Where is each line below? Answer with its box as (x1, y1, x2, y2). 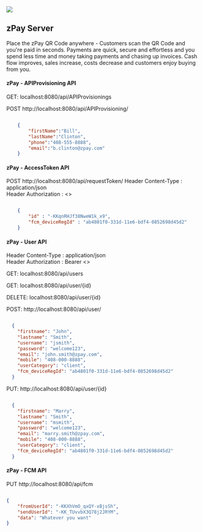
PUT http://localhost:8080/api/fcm (6, 480, 94, 487)
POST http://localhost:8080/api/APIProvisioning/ (6, 105, 128, 113)
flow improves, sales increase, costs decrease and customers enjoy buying (6, 59, 196, 66)
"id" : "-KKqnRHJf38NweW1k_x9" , (28, 214, 111, 220)
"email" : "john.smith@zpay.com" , (17, 351, 103, 358)
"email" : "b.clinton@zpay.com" (28, 145, 105, 151)
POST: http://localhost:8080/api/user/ (6, 305, 102, 313)
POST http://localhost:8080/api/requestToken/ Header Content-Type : (6, 178, 182, 185)
